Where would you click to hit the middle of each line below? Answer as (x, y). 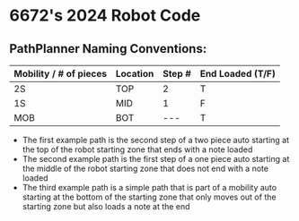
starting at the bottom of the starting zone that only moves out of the (149, 197)
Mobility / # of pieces (61, 74)
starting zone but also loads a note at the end (106, 206)
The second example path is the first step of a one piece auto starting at (156, 159)
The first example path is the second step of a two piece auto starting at (156, 140)
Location (135, 74)
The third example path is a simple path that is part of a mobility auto (149, 187)
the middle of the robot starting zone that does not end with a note (145, 168)
